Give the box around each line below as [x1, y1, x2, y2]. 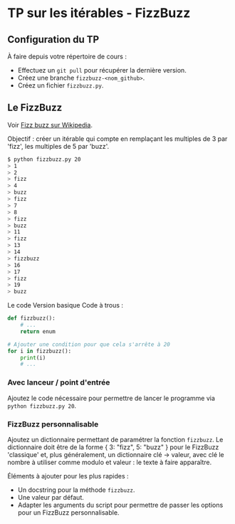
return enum [20, 327, 56, 335]
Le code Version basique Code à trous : [7, 301, 123, 310]
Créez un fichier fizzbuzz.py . [17, 81, 104, 90]
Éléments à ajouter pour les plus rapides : [7, 471, 130, 480]
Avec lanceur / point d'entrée [7, 377, 110, 387]
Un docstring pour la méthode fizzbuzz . [17, 486, 135, 494]
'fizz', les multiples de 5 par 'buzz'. [7, 142, 109, 150]
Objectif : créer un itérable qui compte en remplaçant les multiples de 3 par [7, 134, 228, 143]
